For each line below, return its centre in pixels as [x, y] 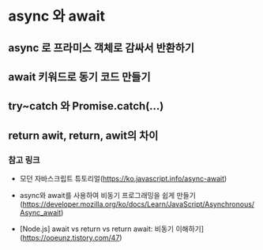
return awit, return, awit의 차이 [83, 135]
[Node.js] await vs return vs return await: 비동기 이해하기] [111, 229]
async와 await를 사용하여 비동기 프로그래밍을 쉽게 [97, 196]
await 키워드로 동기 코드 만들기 [79, 77]
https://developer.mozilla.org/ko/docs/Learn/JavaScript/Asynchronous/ [139, 204]
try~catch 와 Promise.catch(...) [86, 106]
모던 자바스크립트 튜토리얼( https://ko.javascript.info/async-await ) [123, 179]
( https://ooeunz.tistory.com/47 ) [71, 238]
